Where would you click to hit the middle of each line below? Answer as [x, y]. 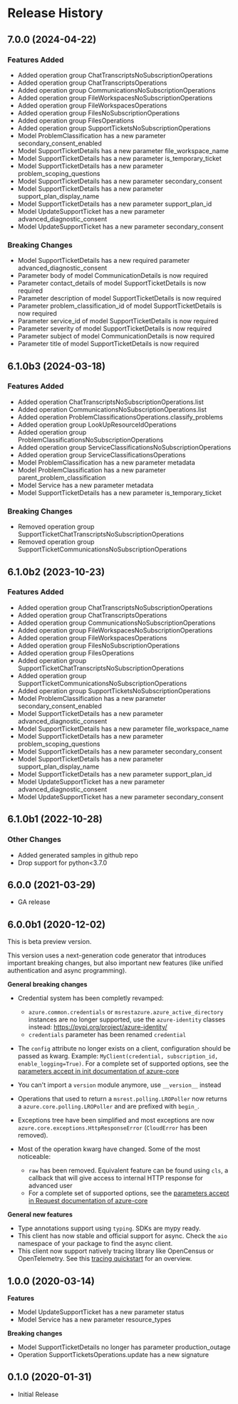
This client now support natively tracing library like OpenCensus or [115, 1251]
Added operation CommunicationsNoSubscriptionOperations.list [112, 409]
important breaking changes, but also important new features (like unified [115, 963]
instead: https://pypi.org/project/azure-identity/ [98, 1027]
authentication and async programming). [67, 971]
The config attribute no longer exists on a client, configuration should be [124, 1049]
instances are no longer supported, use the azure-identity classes [127, 1019]
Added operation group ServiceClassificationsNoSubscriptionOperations [124, 447]
